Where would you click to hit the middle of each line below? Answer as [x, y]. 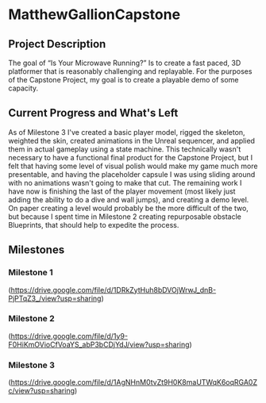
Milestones [37, 250]
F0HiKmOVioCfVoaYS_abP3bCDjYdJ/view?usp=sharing [99, 344]
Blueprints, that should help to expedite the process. [94, 225]
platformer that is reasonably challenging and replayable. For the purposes [130, 71]
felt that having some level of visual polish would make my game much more [133, 166]
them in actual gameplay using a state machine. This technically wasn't [125, 149]
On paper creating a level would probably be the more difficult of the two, [128, 208]
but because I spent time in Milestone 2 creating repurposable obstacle [125, 217]
